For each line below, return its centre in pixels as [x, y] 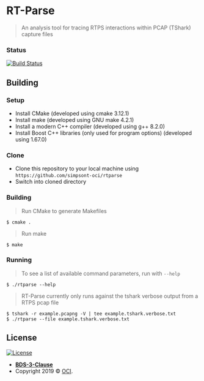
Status [16, 50]
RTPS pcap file [40, 302]
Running [19, 260]
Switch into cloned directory [51, 182]
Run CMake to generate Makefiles [64, 211]
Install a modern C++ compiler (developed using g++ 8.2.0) [90, 126]
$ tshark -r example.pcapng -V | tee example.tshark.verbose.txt [91, 314]
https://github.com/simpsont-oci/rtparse [68, 176]
